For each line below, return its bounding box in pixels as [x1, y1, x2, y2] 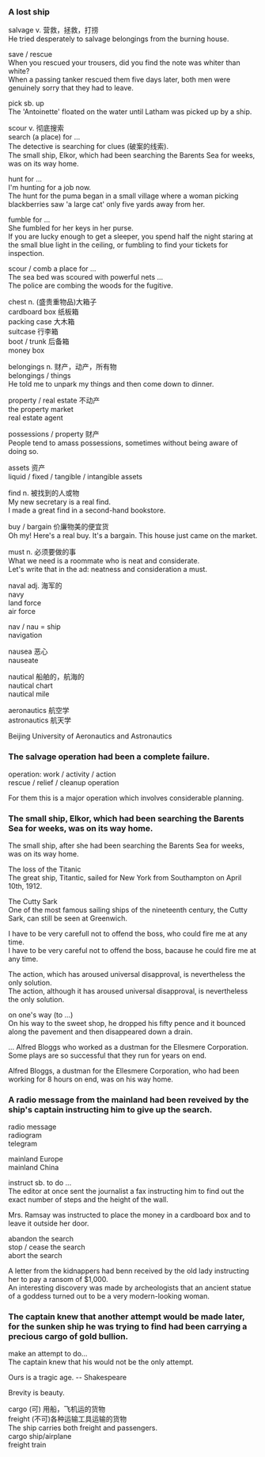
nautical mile [8, 689, 50, 699]
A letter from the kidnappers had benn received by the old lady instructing [8, 1266, 249, 1276]
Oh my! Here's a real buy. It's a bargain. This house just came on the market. [8, 531, 258, 540]
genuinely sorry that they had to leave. [8, 83, 134, 93]
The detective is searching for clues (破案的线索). [8, 142, 168, 151]
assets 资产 [8, 463, 46, 473]
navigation [8, 631, 43, 640]
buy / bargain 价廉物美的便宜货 [8, 522, 109, 532]
